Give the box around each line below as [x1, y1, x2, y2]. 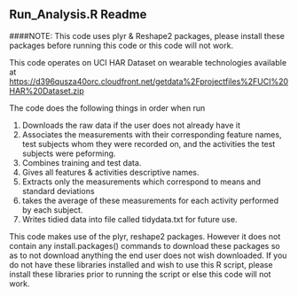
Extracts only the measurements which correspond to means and [21, 176, 262, 187]
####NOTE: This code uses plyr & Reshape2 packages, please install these [9, 30, 286, 41]
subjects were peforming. [21, 148, 116, 159]
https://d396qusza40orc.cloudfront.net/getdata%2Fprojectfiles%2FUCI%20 [9, 75, 289, 87]
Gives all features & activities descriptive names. [21, 167, 200, 177]
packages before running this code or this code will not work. [9, 40, 233, 51]
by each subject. [21, 204, 83, 215]
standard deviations [21, 185, 95, 196]
